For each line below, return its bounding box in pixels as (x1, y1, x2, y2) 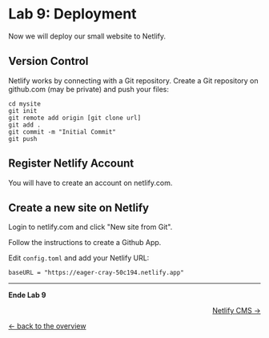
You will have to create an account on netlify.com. (8, 178, 173, 187)
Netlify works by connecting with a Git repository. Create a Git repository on (8, 75, 259, 85)
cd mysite (8, 99, 42, 108)
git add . (8, 121, 42, 129)
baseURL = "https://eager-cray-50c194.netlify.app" (8, 269, 184, 277)
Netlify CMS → (211, 306, 261, 316)
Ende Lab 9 (8, 290, 46, 300)
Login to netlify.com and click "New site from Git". (8, 222, 173, 232)
